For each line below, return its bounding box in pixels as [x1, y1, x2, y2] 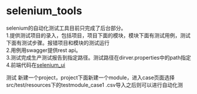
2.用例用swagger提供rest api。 [6, 46, 81, 54]
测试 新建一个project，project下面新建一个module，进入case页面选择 [6, 74, 175, 81]
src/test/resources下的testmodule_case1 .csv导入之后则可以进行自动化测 [6, 81, 183, 88]
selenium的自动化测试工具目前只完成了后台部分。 [6, 24, 127, 31]
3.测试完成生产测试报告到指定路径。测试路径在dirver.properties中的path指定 [6, 54, 192, 61]
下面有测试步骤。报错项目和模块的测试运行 [6, 39, 110, 46]
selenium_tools [6, 4, 83, 18]
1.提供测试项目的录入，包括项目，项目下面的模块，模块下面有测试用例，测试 [6, 31, 191, 39]
